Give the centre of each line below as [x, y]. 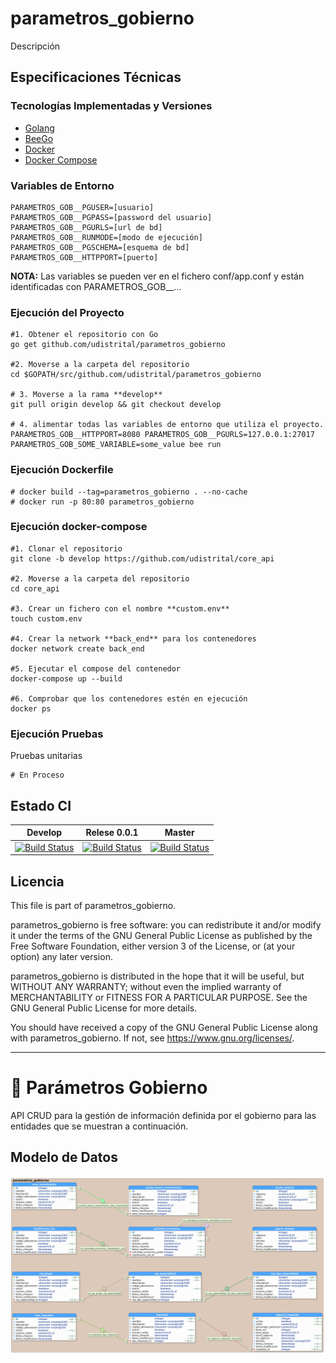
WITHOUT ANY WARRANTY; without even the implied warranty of [146, 986]
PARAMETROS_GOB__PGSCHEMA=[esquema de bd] [100, 247]
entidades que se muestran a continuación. [99, 1126]
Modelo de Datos [64, 1157]
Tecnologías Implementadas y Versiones [111, 106]
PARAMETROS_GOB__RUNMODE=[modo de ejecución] [106, 237]
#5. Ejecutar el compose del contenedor [96, 668]
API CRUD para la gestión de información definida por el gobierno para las [163, 1115]
